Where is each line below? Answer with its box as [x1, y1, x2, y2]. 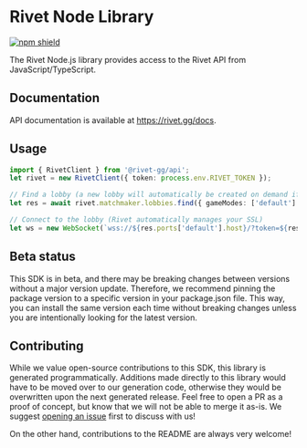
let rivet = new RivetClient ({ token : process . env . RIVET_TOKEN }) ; [9, 173, 272, 183]
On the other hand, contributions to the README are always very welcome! [9, 429, 292, 440]
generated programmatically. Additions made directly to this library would [9, 372, 286, 383]
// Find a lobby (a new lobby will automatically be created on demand [9, 190, 288, 200]
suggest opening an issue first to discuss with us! [9, 411, 196, 422]
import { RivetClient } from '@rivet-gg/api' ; [9, 165, 190, 174]
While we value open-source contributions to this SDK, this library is [9, 362, 267, 373]
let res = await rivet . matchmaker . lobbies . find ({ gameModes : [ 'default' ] [9, 199, 297, 208]
